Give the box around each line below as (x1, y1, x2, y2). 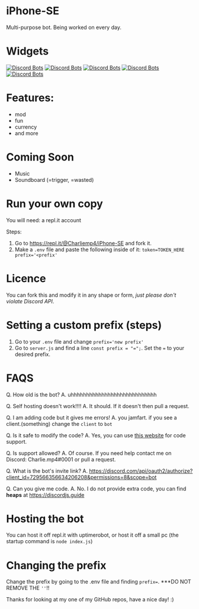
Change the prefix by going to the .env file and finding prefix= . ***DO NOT (6, 578, 191, 585)
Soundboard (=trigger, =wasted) (14, 176, 94, 183)
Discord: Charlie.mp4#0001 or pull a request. (6, 456, 116, 463)
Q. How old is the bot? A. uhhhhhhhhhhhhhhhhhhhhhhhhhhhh (6, 391, 157, 398)
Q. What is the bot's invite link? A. (6, 467, 88, 475)
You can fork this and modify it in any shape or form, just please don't (6, 291, 176, 299)
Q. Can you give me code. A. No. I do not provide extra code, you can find (6, 485, 187, 492)
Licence (6, 271, 46, 285)
